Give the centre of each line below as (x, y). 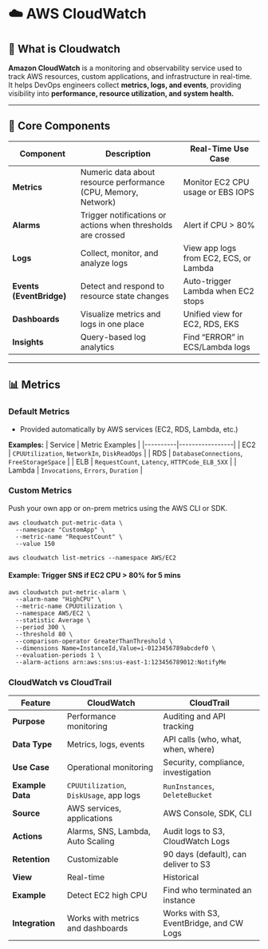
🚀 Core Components (59, 126)
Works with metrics (103, 919)
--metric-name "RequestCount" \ (69, 536)
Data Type (32, 744)
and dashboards (97, 928)
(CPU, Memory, (109, 192)
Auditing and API (194, 716)
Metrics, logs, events (106, 744)
